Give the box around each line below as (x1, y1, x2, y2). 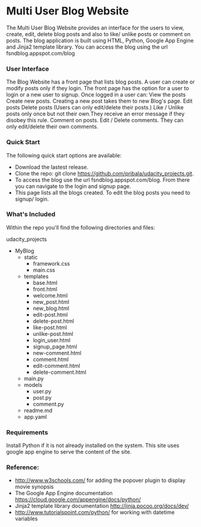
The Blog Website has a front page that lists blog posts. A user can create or (6, 78, 195, 85)
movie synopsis (14, 483, 54, 490)
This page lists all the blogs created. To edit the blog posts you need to (14, 189, 191, 196)
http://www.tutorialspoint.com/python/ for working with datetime (14, 509, 175, 516)
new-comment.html (32, 349, 82, 356)
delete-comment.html (32, 368, 87, 376)
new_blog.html (32, 305, 70, 312)
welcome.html (32, 291, 68, 299)
